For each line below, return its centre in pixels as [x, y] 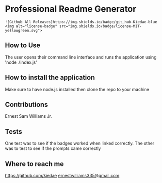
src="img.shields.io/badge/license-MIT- [100, 26]
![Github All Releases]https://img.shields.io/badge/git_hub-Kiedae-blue [81, 22]
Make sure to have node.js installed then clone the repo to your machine [77, 89]
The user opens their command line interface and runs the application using [81, 57]
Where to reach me [34, 164]
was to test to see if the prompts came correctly [53, 148]
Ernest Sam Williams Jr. [29, 116]
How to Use [23, 46]
